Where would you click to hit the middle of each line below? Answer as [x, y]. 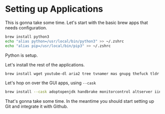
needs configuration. [26, 27]
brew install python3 [27, 37]
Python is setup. [22, 55]
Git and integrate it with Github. [37, 107]
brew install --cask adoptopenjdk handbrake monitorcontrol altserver [79, 92]
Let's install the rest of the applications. [45, 65]
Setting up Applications [54, 9]
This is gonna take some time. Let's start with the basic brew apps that [77, 23]
